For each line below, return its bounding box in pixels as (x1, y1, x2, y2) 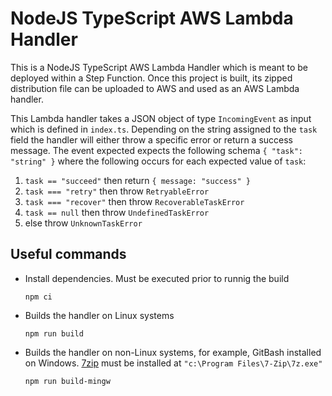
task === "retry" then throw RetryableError (24, 185, 210, 197)
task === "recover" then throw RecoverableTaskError (24, 195, 245, 207)
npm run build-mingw (24, 376, 111, 386)
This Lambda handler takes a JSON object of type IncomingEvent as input (10, 112, 312, 124)
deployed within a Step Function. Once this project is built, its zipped (10, 72, 293, 84)
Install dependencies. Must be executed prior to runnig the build (24, 272, 290, 284)
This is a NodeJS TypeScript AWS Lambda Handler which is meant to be (10, 61, 308, 73)
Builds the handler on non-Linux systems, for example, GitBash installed (24, 346, 322, 358)
